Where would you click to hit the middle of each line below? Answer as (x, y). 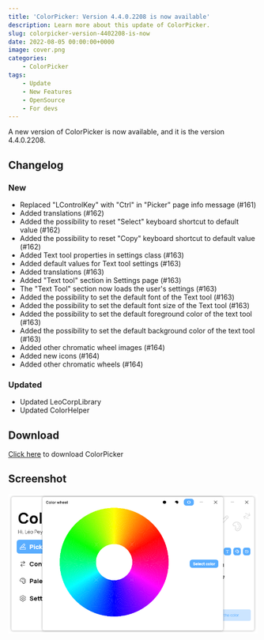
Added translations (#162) (62, 213)
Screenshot (38, 479)
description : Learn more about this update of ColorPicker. (109, 25)
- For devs (40, 108)
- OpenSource (44, 100)
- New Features (47, 92)
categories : (28, 58)
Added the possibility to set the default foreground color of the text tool (136, 314)
